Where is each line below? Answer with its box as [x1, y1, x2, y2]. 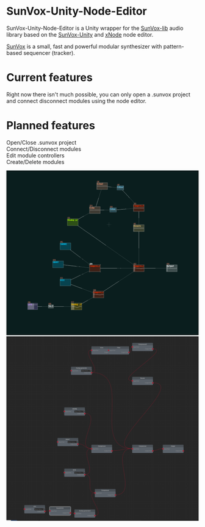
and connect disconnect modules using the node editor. [6, 97, 147, 104]
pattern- [163, 43, 184, 50]
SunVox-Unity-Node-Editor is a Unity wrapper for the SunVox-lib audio [6, 24, 184, 32]
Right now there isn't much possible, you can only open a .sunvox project [6, 90, 191, 98]
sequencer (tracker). [23, 49, 75, 56]
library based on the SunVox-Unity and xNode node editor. [6, 30, 154, 38]
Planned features [6, 119, 96, 132]
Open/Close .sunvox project [6, 138, 77, 146]
